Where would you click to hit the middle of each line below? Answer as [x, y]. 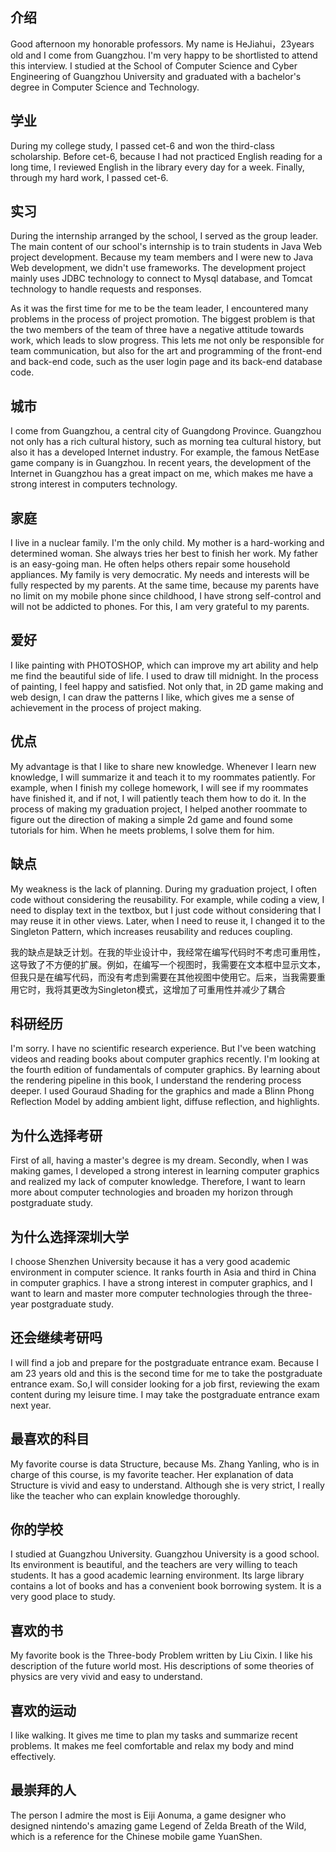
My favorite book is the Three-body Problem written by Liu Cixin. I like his [161, 1655]
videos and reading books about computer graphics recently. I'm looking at [165, 1059]
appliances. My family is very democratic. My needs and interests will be [160, 575]
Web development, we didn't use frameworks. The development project [158, 268]
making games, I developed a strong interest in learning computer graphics [165, 1171]
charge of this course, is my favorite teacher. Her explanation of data [152, 1474]
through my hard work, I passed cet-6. [89, 177]
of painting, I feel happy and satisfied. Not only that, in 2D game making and [167, 686]
